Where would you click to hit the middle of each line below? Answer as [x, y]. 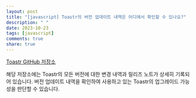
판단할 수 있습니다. [38, 89]
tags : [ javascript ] [30, 33]
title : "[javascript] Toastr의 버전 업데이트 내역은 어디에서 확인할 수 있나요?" [96, 17]
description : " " [27, 22]
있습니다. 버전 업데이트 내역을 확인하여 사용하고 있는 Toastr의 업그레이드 [95, 81]
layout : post [22, 11]
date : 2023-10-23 [27, 28]
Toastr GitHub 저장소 [31, 62]
